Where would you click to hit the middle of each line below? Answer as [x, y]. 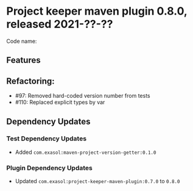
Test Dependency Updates [47, 139]
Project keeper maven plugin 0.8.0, [97, 11]
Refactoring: [30, 81]
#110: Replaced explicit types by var [60, 103]
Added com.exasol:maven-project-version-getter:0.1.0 [86, 152]
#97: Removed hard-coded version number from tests [82, 96]
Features [23, 60]
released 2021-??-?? [60, 24]
